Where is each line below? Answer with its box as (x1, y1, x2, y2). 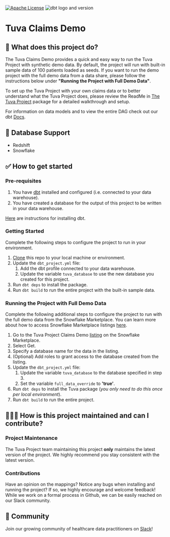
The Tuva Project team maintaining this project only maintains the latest (5, 446, 156, 452)
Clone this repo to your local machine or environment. (12, 254, 125, 260)
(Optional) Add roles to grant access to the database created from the (12, 353, 159, 360)
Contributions (5, 469, 41, 476)
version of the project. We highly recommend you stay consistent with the (5, 452, 160, 458)
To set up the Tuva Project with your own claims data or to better (5, 88, 141, 94)
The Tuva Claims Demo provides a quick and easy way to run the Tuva (5, 56, 153, 62)
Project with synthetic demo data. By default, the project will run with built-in (5, 62, 165, 68)
